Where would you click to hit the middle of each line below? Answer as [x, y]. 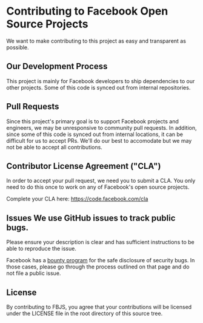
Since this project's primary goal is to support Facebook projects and [92, 121]
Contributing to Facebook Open [87, 11]
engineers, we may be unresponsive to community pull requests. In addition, [101, 127]
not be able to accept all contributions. [55, 147]
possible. [18, 47]
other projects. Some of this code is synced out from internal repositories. [98, 87]
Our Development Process [57, 66]
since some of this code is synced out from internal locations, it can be [95, 134]
